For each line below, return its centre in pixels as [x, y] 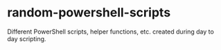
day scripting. [27, 38]
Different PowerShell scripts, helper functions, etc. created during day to [111, 32]
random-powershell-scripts [89, 13]
